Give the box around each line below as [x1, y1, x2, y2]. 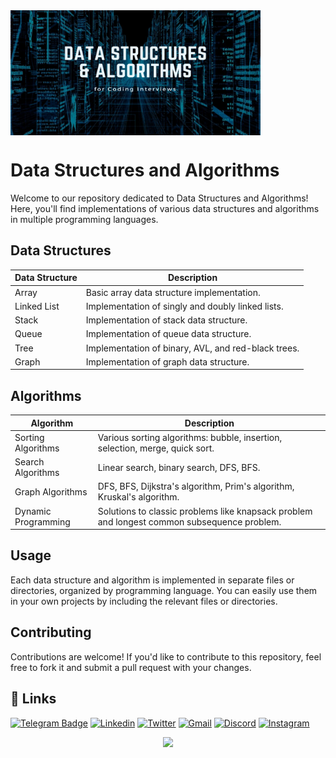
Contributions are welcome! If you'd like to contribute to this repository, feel [10, 650, 322, 663]
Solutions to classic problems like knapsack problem [97, 505, 313, 517]
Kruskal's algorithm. [97, 491, 180, 503]
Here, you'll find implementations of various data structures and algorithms [10, 202, 320, 214]
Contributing [10, 624, 92, 641]
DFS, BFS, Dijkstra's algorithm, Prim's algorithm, [97, 480, 295, 493]
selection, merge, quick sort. [97, 442, 215, 454]
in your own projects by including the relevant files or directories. [10, 595, 278, 607]
